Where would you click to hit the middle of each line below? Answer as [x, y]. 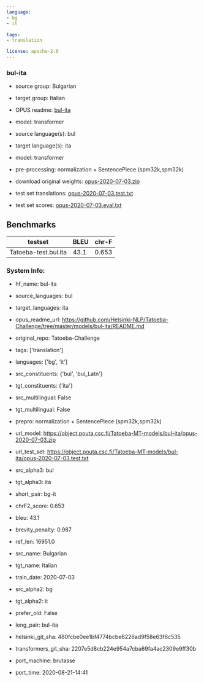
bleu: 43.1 [27, 518]
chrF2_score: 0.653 [40, 506]
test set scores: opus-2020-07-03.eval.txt [68, 205]
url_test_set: [30, 452]
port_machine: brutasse [45, 660]
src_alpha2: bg [34, 589]
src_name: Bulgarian [41, 554]
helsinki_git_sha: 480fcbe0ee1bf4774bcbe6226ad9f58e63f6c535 [98, 637]
